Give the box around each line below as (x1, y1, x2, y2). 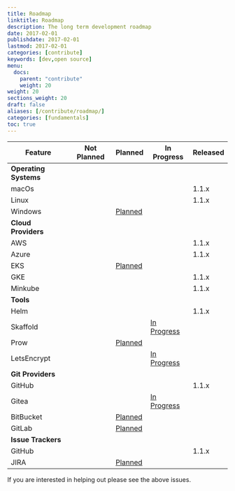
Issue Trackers (10, 434, 62, 444)
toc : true (7, 120, 36, 128)
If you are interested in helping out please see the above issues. (7, 475, 191, 483)
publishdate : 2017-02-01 (7, 36, 80, 43)
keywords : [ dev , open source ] (7, 56, 92, 63)
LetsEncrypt (10, 353, 51, 363)
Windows (10, 206, 42, 216)
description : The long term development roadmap (7, 23, 152, 30)
